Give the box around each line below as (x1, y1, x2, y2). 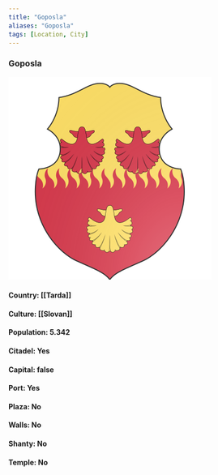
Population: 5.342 (8, 327, 71, 337)
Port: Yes (8, 383, 41, 393)
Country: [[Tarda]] (8, 290, 71, 300)
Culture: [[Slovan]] (8, 309, 73, 319)
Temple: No (8, 457, 49, 467)
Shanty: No (8, 439, 47, 449)
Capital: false (8, 365, 54, 374)
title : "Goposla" (8, 13, 67, 21)
